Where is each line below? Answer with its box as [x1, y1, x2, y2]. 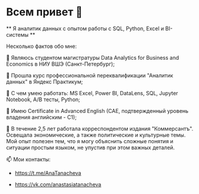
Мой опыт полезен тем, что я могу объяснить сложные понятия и [6, 137, 173, 144]
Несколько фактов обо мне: [6, 43, 77, 50]
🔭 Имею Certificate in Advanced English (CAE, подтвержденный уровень [6, 107, 189, 114]
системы [6, 31, 29, 38]
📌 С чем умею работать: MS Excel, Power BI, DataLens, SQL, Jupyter [6, 89, 178, 96]
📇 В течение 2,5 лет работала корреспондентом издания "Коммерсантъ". [6, 125, 194, 132]
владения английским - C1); [6, 114, 77, 121]
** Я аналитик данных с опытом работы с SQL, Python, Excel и [6, 25, 165, 32]
